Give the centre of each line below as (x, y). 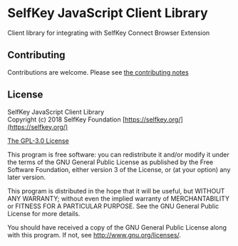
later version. (27, 177)
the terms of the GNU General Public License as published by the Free (110, 162)
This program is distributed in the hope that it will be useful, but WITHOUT (116, 191)
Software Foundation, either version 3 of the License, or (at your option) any (119, 169)
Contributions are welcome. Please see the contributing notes (98, 72)
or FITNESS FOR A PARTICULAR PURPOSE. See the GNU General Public (113, 206)
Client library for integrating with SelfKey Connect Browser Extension (109, 33)
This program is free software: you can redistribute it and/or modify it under (118, 154)
